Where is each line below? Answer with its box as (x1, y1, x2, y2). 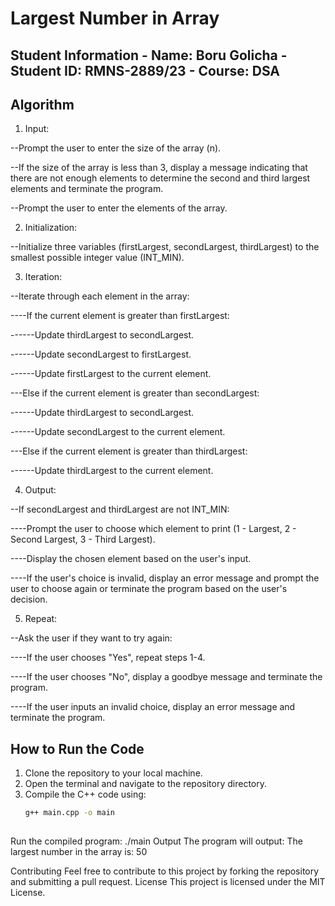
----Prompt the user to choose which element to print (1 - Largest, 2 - (10, 523, 297, 535)
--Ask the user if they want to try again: (10, 632, 173, 644)
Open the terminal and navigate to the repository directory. (24, 778, 268, 790)
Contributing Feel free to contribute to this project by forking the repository (10, 865, 320, 877)
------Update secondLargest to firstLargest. (10, 348, 192, 361)
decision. (10, 593, 48, 606)
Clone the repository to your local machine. (24, 767, 203, 779)
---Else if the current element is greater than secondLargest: (10, 387, 260, 399)
